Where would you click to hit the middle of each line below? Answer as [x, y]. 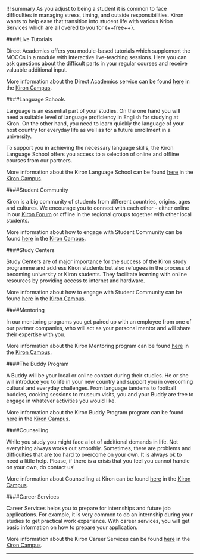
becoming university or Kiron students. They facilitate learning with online [97, 274]
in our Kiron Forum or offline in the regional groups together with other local [99, 214]
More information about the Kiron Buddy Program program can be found [95, 412]
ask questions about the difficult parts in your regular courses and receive [97, 63]
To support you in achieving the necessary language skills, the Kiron [90, 148]
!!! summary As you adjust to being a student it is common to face [87, 9]
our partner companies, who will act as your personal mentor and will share [99, 328]
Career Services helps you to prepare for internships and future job [89, 508]
